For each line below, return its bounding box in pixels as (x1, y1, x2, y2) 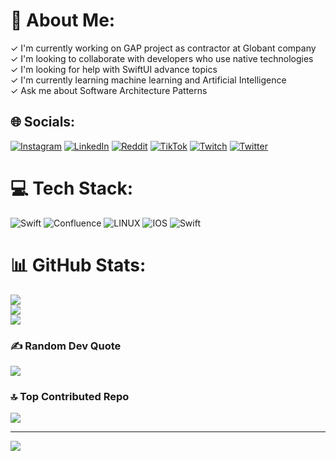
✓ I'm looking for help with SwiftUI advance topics (10, 63, 218, 75)
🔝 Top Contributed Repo (10, 389, 130, 403)
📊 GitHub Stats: (10, 254, 147, 276)
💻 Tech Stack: (10, 177, 134, 199)
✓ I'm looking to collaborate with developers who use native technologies (10, 52, 314, 64)
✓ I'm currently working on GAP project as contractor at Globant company (10, 42, 317, 54)
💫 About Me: (10, 9, 116, 32)
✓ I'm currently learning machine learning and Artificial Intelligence (10, 74, 287, 86)
